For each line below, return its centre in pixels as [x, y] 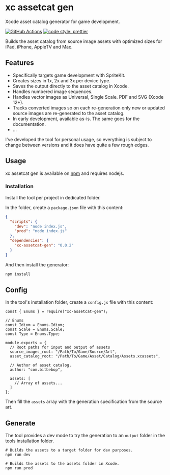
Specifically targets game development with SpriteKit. [69, 75]
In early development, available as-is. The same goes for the [76, 119]
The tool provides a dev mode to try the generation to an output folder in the [85, 436]
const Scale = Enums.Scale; [35, 330]
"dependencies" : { [30, 241]
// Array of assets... [38, 383]
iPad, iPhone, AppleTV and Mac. [39, 47]
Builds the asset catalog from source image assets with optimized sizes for [84, 41]
